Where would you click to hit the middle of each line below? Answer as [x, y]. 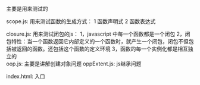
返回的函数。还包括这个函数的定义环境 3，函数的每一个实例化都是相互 [102, 49]
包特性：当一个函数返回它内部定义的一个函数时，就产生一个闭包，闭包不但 [97, 41]
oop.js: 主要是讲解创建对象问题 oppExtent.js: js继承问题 [74, 64]
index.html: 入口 [26, 76]
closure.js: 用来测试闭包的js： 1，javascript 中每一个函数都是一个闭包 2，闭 [98, 34]
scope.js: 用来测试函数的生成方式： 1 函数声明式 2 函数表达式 [81, 21]
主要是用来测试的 [27, 9]
